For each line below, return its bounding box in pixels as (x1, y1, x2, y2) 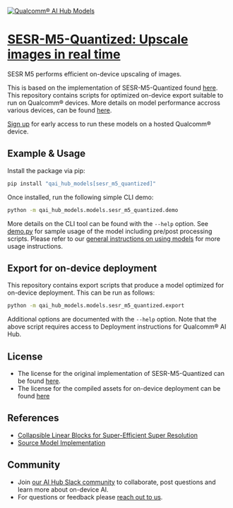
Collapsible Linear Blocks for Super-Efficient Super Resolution (17, 431, 198, 439)
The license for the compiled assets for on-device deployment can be (17, 384, 221, 392)
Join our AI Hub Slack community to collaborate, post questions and (17, 478, 217, 486)
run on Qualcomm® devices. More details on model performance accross (7, 98, 221, 107)
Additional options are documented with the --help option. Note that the (7, 315, 217, 324)
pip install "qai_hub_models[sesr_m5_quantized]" (7, 180, 157, 187)
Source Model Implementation (17, 438, 106, 447)
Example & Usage (7, 148, 86, 160)
